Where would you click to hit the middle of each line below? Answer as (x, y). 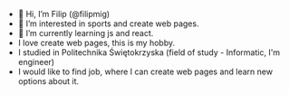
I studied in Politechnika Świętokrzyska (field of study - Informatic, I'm (149, 52)
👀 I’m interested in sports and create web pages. (108, 24)
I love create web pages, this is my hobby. (96, 43)
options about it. (48, 81)
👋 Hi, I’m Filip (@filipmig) (64, 14)
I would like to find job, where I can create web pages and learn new (145, 71)
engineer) (36, 62)
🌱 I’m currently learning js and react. (86, 33)
